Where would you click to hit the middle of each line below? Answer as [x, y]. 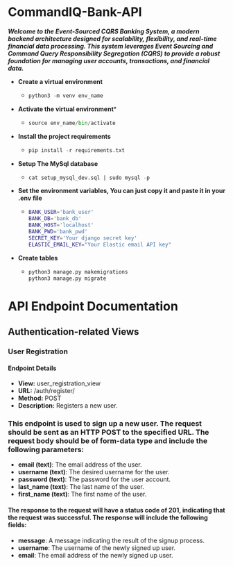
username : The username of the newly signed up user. [97, 548]
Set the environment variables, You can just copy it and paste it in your [122, 191]
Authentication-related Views [74, 332]
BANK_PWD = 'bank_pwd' [58, 232]
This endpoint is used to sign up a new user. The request [105, 424]
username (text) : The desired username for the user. [94, 472]
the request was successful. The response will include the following [108, 517]
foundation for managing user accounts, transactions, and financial [109, 60]
